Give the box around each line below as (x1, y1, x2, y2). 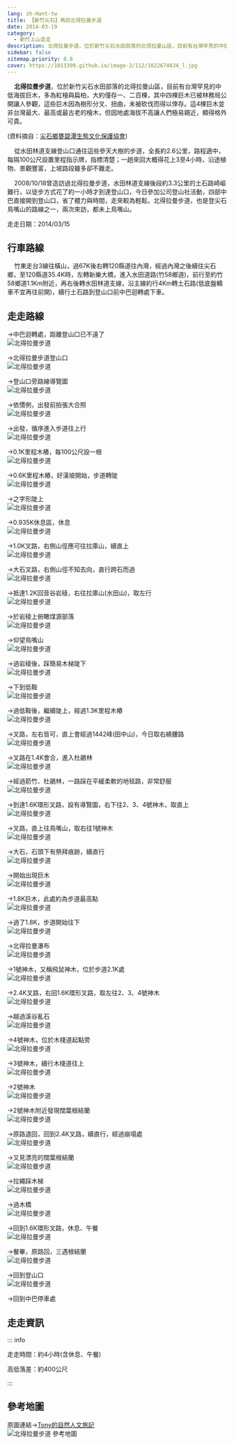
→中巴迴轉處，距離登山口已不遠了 (7, 330, 105, 339)
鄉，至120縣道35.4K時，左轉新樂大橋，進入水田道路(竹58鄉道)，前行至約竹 (7, 270, 224, 279)
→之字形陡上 (7, 495, 44, 503)
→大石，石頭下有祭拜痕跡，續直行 (7, 847, 105, 856)
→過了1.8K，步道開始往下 (7, 918, 80, 927)
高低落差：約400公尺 (7, 1365, 68, 1374)
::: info (7, 1336, 26, 1344)
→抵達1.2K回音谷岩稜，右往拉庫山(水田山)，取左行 (7, 589, 152, 597)
